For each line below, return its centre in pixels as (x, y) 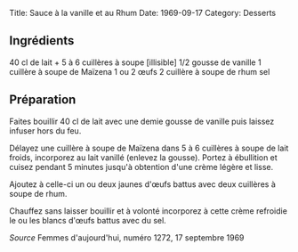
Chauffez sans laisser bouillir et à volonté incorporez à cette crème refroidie (148, 211)
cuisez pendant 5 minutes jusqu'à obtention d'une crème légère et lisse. (141, 167)
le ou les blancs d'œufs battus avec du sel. (88, 220)
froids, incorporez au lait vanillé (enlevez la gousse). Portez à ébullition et (143, 157)
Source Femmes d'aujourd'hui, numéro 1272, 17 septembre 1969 (127, 237)
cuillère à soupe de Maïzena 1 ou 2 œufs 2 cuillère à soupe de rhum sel (140, 71)
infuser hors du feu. (45, 130)
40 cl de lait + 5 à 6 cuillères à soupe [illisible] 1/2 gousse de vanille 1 (135, 62)
